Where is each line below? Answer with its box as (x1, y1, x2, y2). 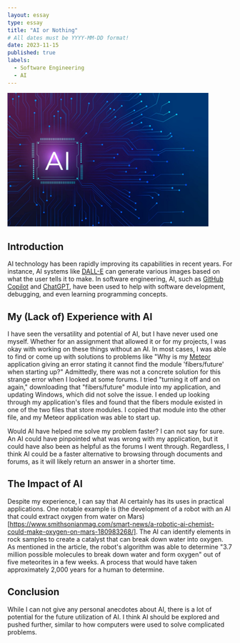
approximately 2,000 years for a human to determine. (7, 565, 164, 574)
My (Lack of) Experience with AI (7, 311, 153, 323)
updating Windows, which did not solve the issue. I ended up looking (7, 390, 210, 399)
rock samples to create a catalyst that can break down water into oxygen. (7, 534, 224, 543)
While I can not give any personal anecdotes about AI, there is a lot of (7, 604, 212, 614)
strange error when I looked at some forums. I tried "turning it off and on (7, 375, 220, 384)
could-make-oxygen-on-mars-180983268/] (7, 527, 136, 536)
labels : (7, 57, 31, 64)
